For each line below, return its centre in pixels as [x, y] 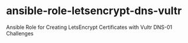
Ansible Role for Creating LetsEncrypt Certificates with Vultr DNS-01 [89, 27]
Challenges [20, 33]
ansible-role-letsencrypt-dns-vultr [94, 11]
